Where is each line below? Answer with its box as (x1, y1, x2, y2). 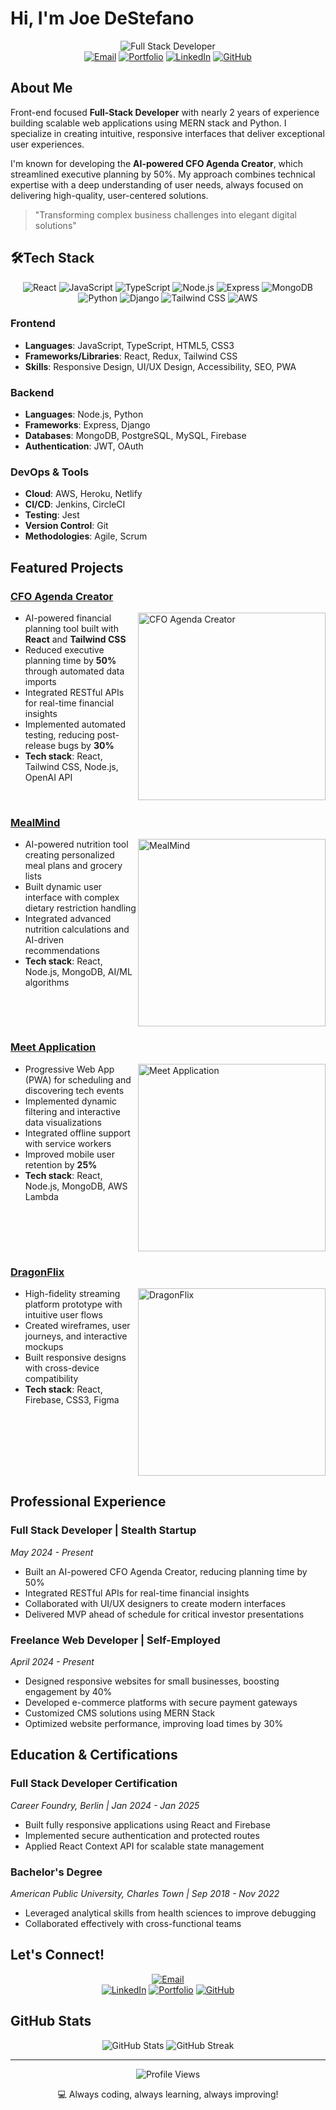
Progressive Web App (24, 1063, 115, 1075)
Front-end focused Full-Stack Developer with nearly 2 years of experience (10, 106, 320, 118)
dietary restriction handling (24, 902, 137, 914)
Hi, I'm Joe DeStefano (10, 7, 195, 30)
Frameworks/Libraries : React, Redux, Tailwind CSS (24, 350, 238, 362)
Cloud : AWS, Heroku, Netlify (24, 488, 143, 500)
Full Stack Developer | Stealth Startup (10, 1523, 197, 1537)
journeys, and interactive (24, 1330, 128, 1342)
